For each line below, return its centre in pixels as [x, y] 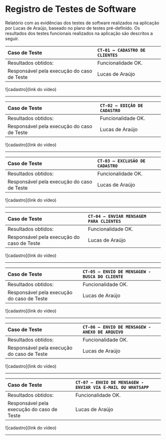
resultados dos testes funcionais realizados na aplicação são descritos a [79, 33]
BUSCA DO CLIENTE [103, 276]
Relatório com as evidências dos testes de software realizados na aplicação [82, 23]
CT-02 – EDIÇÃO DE [121, 105]
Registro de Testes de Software [71, 9]
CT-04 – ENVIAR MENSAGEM [117, 216]
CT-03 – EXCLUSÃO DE [121, 161]
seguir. [12, 39]
